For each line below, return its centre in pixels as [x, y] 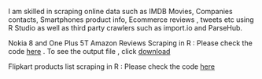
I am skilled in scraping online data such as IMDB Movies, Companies [121, 11]
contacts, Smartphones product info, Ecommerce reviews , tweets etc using [131, 20]
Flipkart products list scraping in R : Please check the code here [111, 66]
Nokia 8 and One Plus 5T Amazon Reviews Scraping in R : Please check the [131, 43]
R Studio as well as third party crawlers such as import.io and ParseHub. [125, 28]
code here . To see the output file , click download [89, 51]
